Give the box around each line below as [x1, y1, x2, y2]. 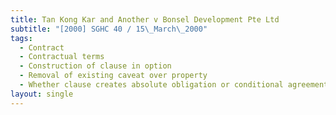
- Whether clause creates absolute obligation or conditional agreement [19, 80, 329, 90]
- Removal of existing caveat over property [19, 71, 208, 81]
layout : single [10, 89, 74, 99]
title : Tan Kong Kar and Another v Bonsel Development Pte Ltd [10, 14, 280, 25]
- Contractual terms [19, 52, 105, 62]
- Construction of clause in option [19, 61, 172, 71]
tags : [10, 33, 33, 43]
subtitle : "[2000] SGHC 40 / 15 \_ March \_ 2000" [10, 24, 208, 34]
